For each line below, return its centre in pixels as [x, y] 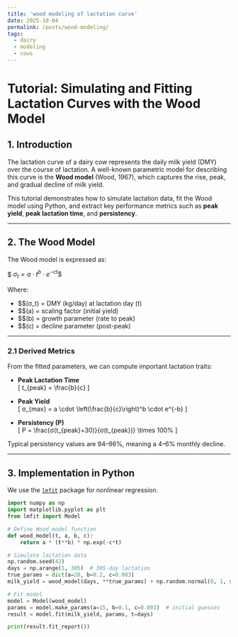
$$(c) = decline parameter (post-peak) [74, 326]
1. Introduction [40, 145]
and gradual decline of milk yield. [56, 184]
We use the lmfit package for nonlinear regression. [83, 490]
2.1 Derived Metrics [41, 351]
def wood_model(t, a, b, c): [50, 536]
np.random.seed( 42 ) [36, 562]
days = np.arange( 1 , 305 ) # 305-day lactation [79, 568]
